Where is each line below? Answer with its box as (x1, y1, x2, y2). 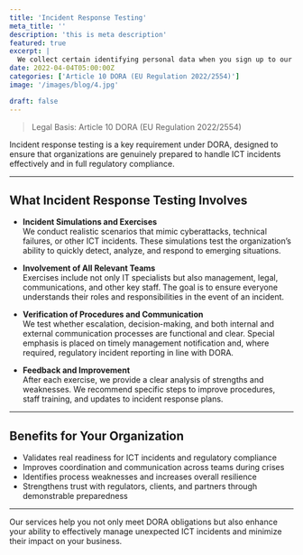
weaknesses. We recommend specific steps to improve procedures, (22, 384, 276, 395)
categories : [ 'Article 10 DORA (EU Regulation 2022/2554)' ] (9, 72, 241, 81)
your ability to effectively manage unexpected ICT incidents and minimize (9, 526, 282, 537)
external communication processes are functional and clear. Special (22, 328, 275, 339)
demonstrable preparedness (22, 491, 128, 502)
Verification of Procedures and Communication (22, 309, 204, 320)
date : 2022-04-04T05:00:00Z (9, 64, 115, 73)
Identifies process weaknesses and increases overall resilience (22, 471, 257, 483)
